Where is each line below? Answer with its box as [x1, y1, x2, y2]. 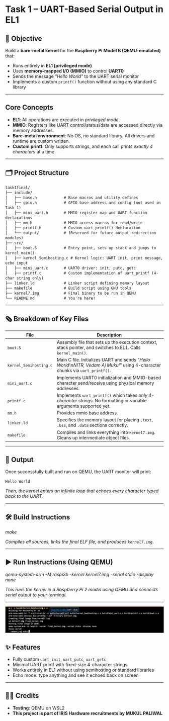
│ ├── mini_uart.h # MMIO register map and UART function [5, 210, 147, 215]
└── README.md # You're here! [5, 296, 96, 301]
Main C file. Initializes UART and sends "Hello [57, 357, 150, 363]
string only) [16, 276, 44, 281]
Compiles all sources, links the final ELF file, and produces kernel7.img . [5, 538, 154, 545]
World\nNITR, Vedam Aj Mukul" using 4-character [57, 362, 161, 368]
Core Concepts [5, 103, 54, 112]
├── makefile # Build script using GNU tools [5, 286, 132, 291]
